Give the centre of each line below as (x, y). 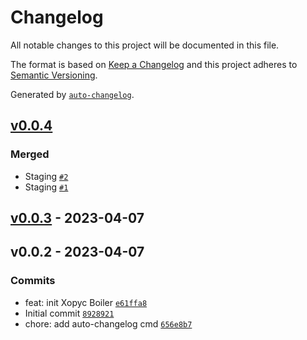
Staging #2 (46, 176)
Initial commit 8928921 (69, 313)
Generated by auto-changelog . (72, 94)
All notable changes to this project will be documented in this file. (145, 45)
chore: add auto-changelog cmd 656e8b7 (108, 323)
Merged (30, 154)
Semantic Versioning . (54, 75)
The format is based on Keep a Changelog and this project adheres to (154, 64)
